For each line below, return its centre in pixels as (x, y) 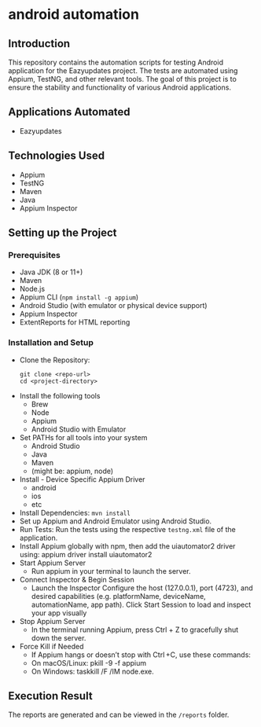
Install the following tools (60, 395)
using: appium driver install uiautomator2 (86, 554)
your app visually (59, 613)
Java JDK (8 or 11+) (51, 272)
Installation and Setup (51, 343)
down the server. (59, 637)
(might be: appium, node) (72, 471)
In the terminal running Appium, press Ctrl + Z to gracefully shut (135, 630)
